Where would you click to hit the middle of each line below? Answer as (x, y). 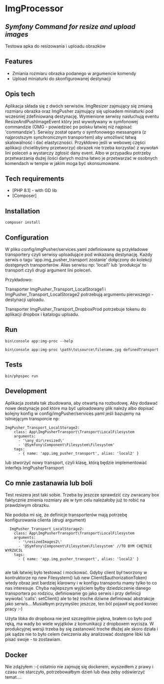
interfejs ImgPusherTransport (35, 467)
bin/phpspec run (22, 376)
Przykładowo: (19, 280)
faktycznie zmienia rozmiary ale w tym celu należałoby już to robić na (75, 500)
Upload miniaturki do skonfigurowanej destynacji (61, 79)
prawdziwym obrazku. (27, 505)
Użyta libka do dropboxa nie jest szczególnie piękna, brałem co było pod (78, 619)
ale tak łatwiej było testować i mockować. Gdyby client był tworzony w (76, 573)
